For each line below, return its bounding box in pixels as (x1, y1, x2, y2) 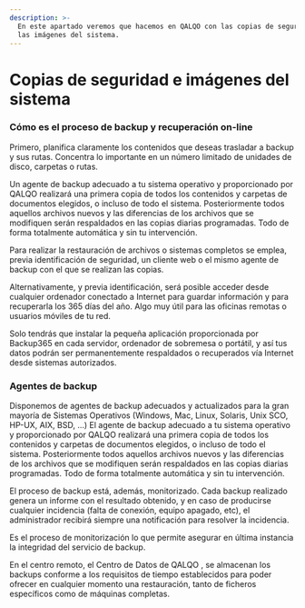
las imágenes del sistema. (17, 30, 120, 39)
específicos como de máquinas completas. (9, 588, 171, 600)
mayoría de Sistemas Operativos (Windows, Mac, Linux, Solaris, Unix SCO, (9, 410, 289, 421)
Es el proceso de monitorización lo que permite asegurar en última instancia (9, 533, 294, 543)
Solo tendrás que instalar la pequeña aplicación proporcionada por (9, 328, 259, 339)
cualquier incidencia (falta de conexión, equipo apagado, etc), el (9, 505, 251, 516)
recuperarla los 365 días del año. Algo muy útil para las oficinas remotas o (9, 301, 288, 312)
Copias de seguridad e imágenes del (9, 69, 290, 90)
